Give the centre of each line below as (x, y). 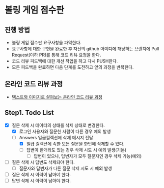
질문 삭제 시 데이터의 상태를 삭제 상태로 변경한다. (58, 125)
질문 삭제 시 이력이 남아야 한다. (41, 175)
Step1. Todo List (29, 113)
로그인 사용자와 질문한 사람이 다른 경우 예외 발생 (65, 131)
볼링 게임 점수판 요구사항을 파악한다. (46, 43)
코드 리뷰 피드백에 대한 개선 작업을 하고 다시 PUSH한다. (65, 61)
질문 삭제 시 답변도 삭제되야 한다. (43, 162)
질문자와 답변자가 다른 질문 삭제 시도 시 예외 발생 (66, 168)
